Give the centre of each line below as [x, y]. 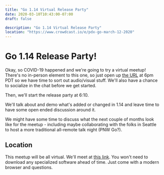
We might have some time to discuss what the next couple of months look [80, 119]
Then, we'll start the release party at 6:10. [47, 95]
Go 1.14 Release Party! [51, 56]
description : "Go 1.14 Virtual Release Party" [53, 27]
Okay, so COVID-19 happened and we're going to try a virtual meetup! [75, 70]
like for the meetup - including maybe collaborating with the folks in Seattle [81, 125]
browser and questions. [29, 167]
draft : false [18, 19]
